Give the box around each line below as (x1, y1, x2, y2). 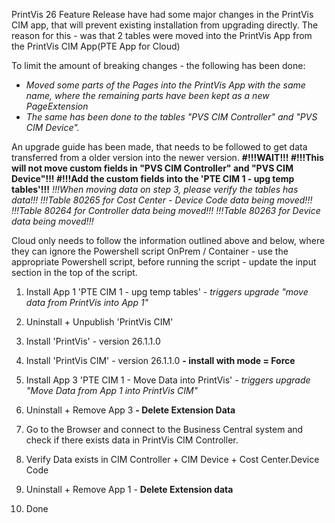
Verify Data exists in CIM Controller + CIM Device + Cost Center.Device (25, 454, 320, 465)
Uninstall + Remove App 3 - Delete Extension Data (25, 404, 236, 416)
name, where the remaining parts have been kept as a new (25, 90, 270, 101)
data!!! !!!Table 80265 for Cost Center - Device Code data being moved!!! (11, 194, 313, 206)
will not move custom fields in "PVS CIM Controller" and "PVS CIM (11, 162, 294, 174)
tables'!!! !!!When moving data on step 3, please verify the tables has (11, 184, 299, 195)
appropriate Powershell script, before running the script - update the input (11, 256, 317, 268)
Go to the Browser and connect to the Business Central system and (25, 424, 304, 435)
